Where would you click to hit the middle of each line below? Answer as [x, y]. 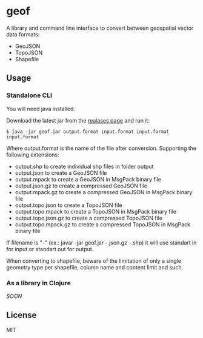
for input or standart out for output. [50, 249]
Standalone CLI [29, 95]
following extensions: [33, 154]
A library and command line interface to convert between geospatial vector [100, 28]
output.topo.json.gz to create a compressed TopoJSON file [88, 218]
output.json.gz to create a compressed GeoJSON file [81, 186]
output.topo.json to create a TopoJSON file [68, 205]
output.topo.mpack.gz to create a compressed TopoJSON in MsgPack [103, 224]
